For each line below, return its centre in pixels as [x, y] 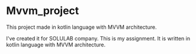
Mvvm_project [43, 11]
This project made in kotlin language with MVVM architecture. [81, 27]
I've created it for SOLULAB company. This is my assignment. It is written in [98, 38]
